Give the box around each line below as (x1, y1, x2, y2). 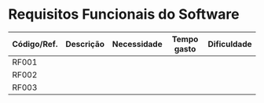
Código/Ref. (12, 38, 58, 49)
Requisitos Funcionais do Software (8, 5, 240, 23)
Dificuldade (207, 38, 252, 49)
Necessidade (112, 38, 163, 49)
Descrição (65, 38, 104, 49)
